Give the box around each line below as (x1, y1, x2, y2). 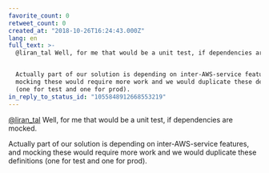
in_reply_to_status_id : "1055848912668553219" (8, 93, 167, 101)
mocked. (8, 123, 38, 133)
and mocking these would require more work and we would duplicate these (8, 147, 257, 157)
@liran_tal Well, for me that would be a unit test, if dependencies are (8, 115, 234, 124)
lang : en (8, 34, 38, 42)
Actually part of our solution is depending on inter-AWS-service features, (8, 139, 250, 148)
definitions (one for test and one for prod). (8, 155, 148, 165)
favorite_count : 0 (8, 11, 70, 20)
